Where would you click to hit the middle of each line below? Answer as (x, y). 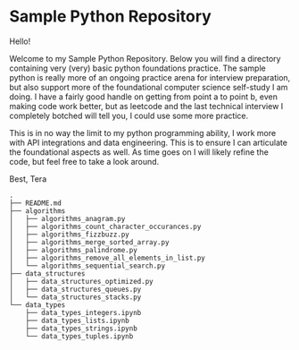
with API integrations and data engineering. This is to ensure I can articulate (149, 142)
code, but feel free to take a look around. (84, 161)
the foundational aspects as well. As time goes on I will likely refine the (139, 152)
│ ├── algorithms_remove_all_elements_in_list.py (107, 258)
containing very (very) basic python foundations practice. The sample (137, 68)
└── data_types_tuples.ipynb (79, 336)
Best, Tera (28, 179)
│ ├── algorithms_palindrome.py (74, 250)
